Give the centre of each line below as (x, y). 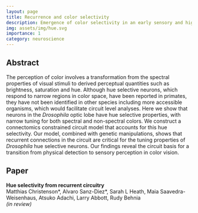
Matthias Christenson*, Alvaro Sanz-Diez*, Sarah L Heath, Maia (82, 191)
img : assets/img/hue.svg (37, 28)
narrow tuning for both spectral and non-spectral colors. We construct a (94, 121)
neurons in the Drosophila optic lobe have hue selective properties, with (93, 114)
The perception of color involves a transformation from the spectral (88, 77)
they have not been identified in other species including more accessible (94, 102)
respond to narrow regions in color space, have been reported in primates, (97, 96)
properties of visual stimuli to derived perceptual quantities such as (88, 83)
